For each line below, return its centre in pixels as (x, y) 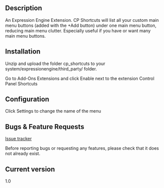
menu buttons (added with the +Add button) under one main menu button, (81, 25)
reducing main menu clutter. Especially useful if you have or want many (78, 31)
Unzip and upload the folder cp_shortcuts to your (55, 63)
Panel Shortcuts (22, 83)
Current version (30, 169)
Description (24, 8)
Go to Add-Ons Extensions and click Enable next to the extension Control (80, 78)
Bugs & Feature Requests (45, 127)
